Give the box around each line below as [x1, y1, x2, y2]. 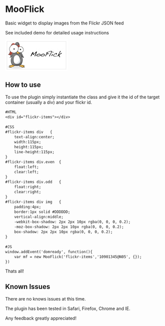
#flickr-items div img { [5, 199, 61, 204]
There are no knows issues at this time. [5, 296, 86, 302]
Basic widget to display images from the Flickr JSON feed [5, 20, 124, 26]
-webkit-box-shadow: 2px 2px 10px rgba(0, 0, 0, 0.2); [14, 219, 131, 224]
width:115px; [14, 139, 41, 144]
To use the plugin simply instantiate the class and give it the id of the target [5, 94, 160, 100]
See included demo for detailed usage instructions [5, 29, 109, 35]
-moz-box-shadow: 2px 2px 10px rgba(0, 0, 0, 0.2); [14, 224, 124, 229]
